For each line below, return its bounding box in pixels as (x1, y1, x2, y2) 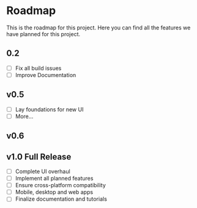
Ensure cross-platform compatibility (15, 182, 106, 189)
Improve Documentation (15, 71, 76, 78)
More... (15, 113, 34, 120)
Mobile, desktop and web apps (15, 188, 94, 196)
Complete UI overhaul (15, 168, 70, 175)
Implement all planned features (15, 175, 94, 182)
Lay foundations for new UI (15, 105, 84, 113)
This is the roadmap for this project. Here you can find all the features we (6, 24, 191, 31)
